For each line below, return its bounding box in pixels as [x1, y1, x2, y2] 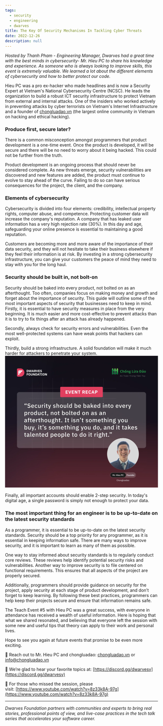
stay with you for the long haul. [5, 262, 67, 268]
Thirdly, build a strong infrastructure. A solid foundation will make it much [5, 345, 151, 351]
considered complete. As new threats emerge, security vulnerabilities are [5, 167, 151, 173]
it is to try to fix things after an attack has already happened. [5, 316, 126, 322]
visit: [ [5, 686, 17, 692]
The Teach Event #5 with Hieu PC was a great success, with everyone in [5, 607, 150, 613]
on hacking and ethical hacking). [5, 113, 70, 119]
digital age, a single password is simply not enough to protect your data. [5, 498, 149, 504]
